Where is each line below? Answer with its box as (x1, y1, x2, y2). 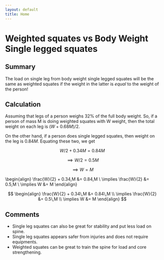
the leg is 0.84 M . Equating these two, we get (5, 138, 95, 144)
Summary (5, 63, 36, 71)
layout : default (5, 7, 38, 12)
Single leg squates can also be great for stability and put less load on (12, 223, 152, 229)
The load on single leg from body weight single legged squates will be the (5, 75, 154, 81)
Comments (5, 210, 40, 218)
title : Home (5, 12, 29, 17)
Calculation (5, 100, 41, 108)
